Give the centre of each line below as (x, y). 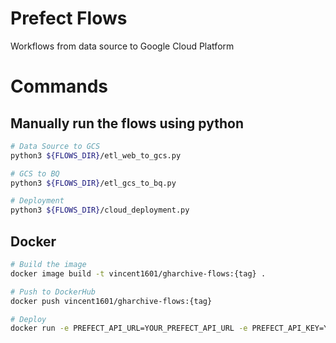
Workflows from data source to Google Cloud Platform (122, 46)
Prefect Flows (69, 18)
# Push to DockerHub (53, 292)
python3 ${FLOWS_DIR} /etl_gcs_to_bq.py (93, 183)
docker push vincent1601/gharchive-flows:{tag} (111, 301)
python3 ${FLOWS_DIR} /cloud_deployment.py (100, 210)
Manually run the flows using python (127, 123)
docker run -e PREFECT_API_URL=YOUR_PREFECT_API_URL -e (129, 328)
